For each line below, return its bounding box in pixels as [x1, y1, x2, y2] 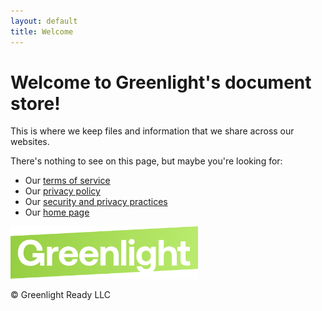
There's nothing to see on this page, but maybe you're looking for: [10, 155, 283, 167]
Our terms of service [24, 175, 111, 187]
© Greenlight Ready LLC [10, 288, 112, 300]
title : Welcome [10, 26, 74, 37]
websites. [10, 136, 50, 148]
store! [10, 92, 61, 115]
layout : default [10, 16, 78, 26]
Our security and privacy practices [24, 196, 168, 208]
